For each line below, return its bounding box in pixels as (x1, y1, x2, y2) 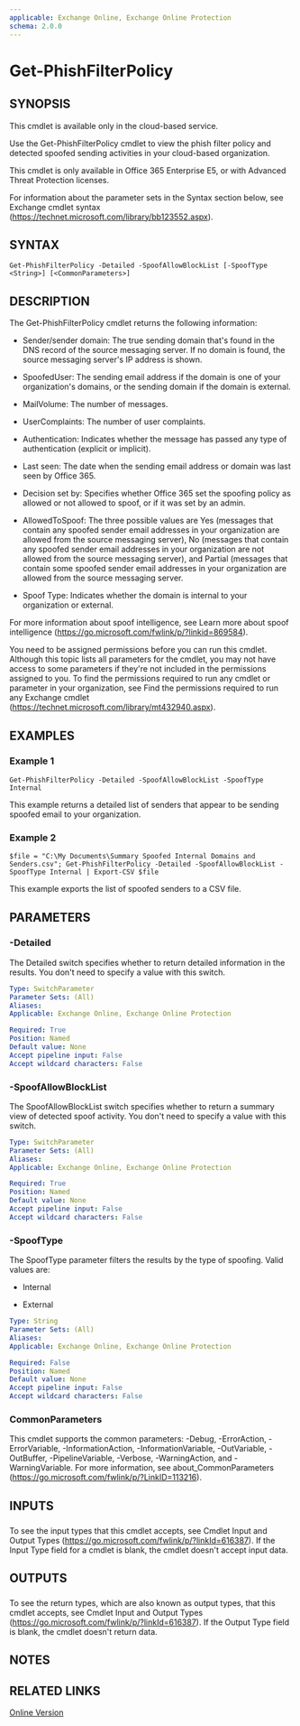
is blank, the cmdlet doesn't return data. (9, 1626, 158, 1637)
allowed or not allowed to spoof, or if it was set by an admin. (22, 497, 246, 508)
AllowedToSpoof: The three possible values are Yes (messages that (22, 515, 274, 526)
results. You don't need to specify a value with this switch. (9, 967, 226, 978)
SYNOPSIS (9, 97, 71, 112)
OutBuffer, (9, 1452, 48, 1463)
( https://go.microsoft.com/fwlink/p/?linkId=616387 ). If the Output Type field (9, 1617, 290, 1628)
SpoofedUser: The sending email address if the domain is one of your (22, 372, 281, 383)
